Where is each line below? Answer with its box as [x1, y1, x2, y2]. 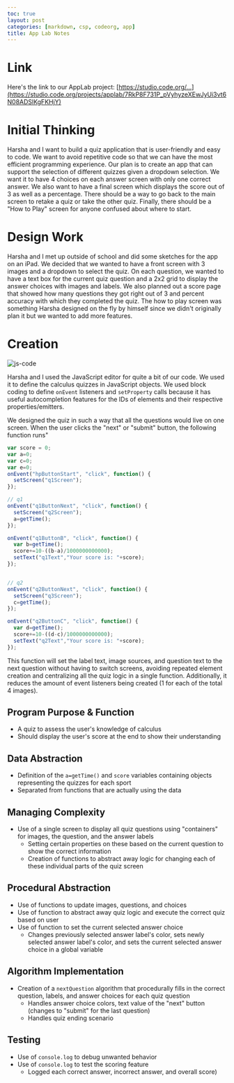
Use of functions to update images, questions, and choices [17, 901, 187, 909]
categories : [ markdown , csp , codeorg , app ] [7, 23, 136, 30]
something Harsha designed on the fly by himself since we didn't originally [7, 305, 221, 313]
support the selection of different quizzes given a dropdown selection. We [7, 168, 220, 176]
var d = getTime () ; [13, 625, 64, 632]
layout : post [7, 17, 45, 24]
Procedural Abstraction [7, 882, 111, 894]
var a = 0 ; [7, 451, 33, 458]
